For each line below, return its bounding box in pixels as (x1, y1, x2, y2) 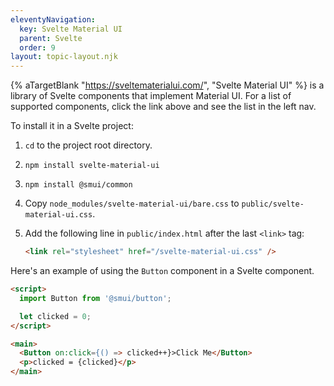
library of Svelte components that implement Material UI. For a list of (10, 90, 292, 102)
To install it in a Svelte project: (10, 120, 134, 132)
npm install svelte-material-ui (24, 161, 160, 171)
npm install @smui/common (24, 180, 133, 190)
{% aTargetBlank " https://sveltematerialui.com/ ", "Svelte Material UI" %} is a (10, 79, 325, 91)
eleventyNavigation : (10, 14, 97, 25)
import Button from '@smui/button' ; (19, 293, 172, 303)
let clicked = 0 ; (19, 311, 92, 321)
